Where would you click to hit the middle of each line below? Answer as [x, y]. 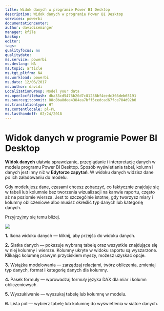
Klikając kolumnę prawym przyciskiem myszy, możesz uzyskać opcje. [75, 255]
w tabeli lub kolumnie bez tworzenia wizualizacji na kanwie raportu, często [80, 192]
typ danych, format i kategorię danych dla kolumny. [57, 270]
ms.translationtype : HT [29, 105]
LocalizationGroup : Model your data [42, 91]
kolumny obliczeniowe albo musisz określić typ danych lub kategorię [74, 202]
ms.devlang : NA [20, 64]
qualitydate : [18, 55]
